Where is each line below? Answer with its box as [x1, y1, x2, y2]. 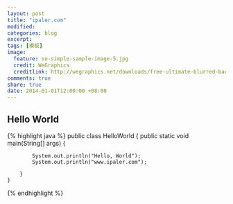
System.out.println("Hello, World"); [32, 152, 141, 160]
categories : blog [7, 29, 58, 37]
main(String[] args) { [7, 139, 66, 147]
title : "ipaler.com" [7, 17, 67, 24]
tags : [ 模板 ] [7, 42, 43, 49]
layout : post [7, 10, 45, 17]
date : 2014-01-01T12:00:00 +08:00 [7, 87, 107, 94]
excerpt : [7, 36, 33, 43]
